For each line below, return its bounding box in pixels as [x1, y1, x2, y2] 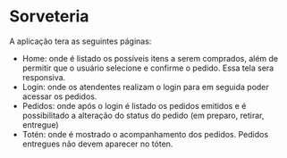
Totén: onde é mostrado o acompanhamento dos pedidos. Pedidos [21, 129, 269, 139]
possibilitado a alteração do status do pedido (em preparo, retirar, [21, 110, 265, 121]
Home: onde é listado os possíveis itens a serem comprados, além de [21, 53, 279, 63]
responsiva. [21, 71, 66, 82]
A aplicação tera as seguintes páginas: [9, 36, 152, 46]
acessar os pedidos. [21, 91, 97, 102]
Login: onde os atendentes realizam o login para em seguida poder [21, 81, 270, 92]
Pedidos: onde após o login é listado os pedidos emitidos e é [21, 100, 247, 111]
